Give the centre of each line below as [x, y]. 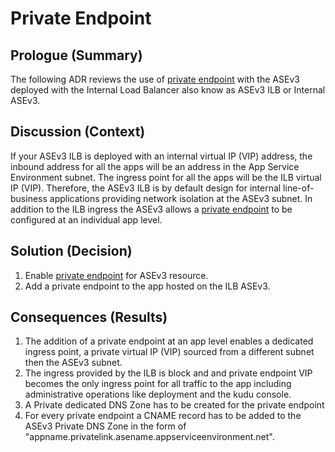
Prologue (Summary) [76, 55]
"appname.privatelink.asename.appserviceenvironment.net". [149, 437]
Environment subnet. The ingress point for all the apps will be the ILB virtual [166, 177]
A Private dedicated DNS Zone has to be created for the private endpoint [174, 405]
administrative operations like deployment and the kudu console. [158, 394]
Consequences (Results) [89, 317]
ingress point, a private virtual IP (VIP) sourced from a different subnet [169, 352]
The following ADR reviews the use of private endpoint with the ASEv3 [155, 79]
